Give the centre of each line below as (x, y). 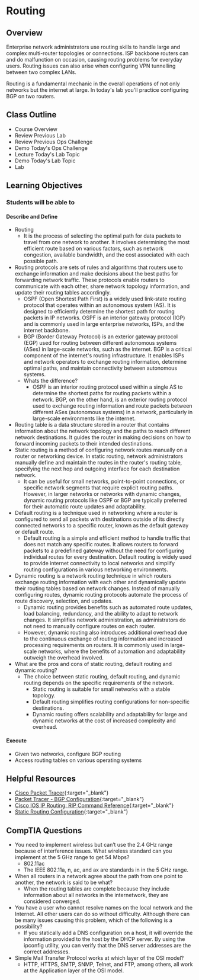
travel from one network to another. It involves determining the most (107, 242)
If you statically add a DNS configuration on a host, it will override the (108, 933)
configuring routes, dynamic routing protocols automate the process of (101, 595)
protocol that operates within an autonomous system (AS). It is (100, 305)
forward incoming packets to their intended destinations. (84, 444)
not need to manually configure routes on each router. (89, 626)
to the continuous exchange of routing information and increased (103, 639)
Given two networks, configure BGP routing (68, 754)
